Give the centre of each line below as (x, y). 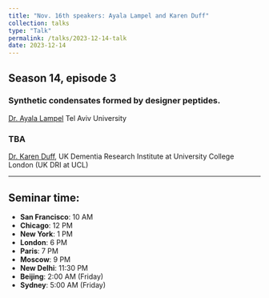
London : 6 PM (44, 242)
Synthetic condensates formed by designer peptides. (114, 101)
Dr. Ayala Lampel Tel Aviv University (67, 118)
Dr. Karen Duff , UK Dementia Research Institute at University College (121, 156)
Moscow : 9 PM (45, 259)
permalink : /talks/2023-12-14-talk (68, 38)
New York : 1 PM (46, 234)
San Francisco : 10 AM (56, 216)
